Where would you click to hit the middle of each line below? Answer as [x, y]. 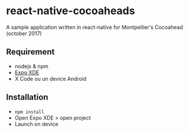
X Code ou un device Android [50, 78]
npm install [29, 112]
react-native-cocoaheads [71, 11]
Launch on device [36, 124]
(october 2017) [24, 33]
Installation [27, 98]
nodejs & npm [31, 66]
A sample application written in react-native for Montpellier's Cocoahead [94, 27]
